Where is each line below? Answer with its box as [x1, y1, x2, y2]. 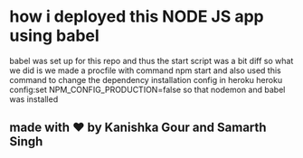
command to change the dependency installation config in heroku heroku [9, 74, 283, 85]
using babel [9, 25, 99, 46]
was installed [9, 93, 59, 105]
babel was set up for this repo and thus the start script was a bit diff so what [9, 55, 294, 66]
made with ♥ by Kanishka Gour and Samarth [9, 120, 267, 135]
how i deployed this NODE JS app [9, 6, 264, 27]
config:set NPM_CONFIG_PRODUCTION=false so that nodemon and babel [9, 84, 286, 95]
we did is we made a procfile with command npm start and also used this [9, 65, 282, 76]
